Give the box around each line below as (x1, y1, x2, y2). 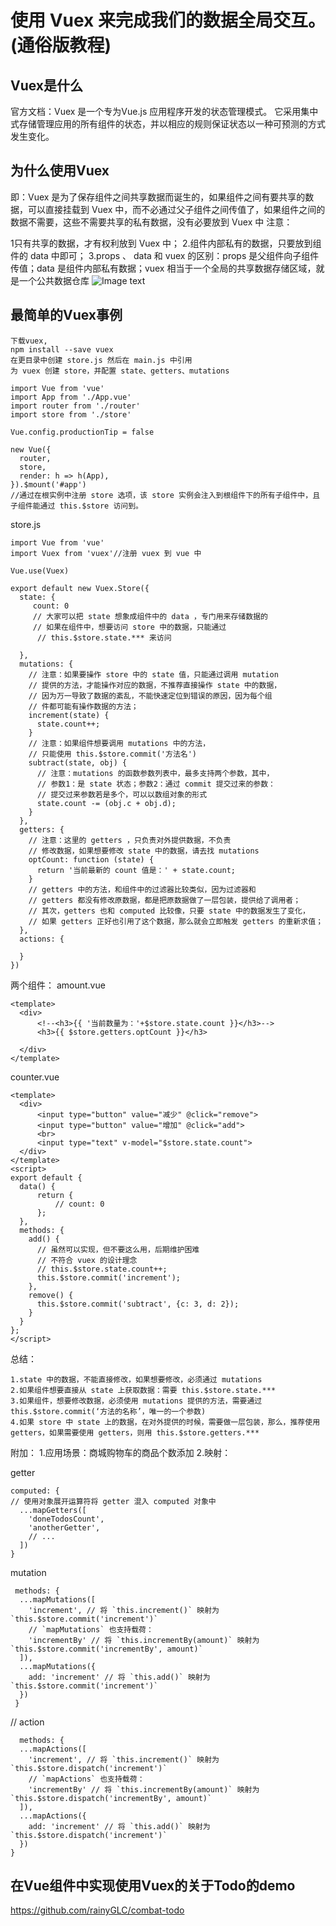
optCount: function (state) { (28, 854, 155, 865)
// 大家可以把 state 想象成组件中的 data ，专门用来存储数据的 (32, 611, 268, 621)
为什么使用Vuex (10, 162, 110, 180)
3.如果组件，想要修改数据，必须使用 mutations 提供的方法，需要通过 (10, 1396, 263, 1406)
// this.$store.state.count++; (36, 1264, 168, 1274)
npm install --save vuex (10, 344, 114, 355)
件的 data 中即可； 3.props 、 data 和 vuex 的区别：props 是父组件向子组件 (10, 249, 320, 261)
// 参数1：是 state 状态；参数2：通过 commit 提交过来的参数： (36, 779, 276, 789)
